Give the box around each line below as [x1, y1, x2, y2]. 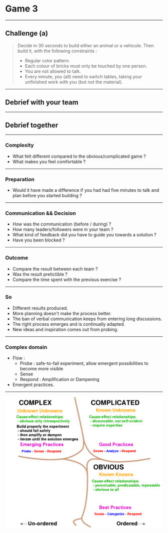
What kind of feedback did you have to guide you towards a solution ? [12, 232, 156, 238]
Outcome [5, 254, 28, 261]
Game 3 [5, 3, 38, 15]
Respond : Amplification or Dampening [19, 376, 100, 382]
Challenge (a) [5, 29, 48, 38]
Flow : [12, 355, 25, 361]
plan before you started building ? [12, 192, 82, 198]
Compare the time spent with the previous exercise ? [12, 277, 121, 283]
